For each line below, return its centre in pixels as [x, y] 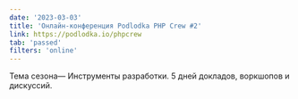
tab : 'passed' [36, 42]
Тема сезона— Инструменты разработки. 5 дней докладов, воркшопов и [149, 76]
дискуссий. [31, 86]
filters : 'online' [43, 51]
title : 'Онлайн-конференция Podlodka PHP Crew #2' [106, 26]
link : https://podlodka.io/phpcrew [76, 34]
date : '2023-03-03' [46, 17]
